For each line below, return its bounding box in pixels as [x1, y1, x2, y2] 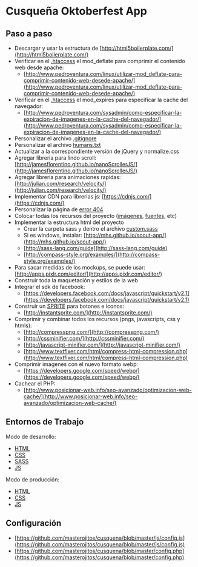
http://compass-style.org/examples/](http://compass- [25, 251, 160, 258]
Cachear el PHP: [14, 380, 56, 387]
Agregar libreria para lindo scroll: [14, 154, 97, 161]
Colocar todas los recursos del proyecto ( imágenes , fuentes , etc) [14, 212, 177, 219]
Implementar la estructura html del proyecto [14, 219, 124, 226]
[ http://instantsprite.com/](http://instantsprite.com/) [23, 309, 153, 316]
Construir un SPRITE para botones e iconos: [14, 302, 125, 310]
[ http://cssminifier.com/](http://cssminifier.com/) [23, 335, 145, 342]
